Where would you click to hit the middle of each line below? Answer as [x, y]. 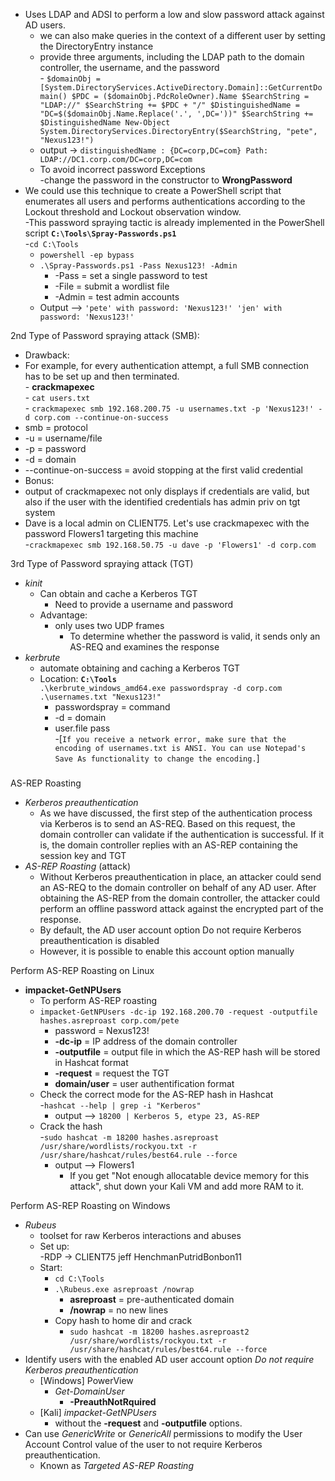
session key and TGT [83, 855]
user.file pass [82, 728]
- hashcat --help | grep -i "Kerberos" [120, 1105]
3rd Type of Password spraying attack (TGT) [102, 563]
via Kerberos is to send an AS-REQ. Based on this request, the [167, 823]
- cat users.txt [57, 397]
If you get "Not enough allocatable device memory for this [189, 1175]
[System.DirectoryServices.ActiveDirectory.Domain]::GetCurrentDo [181, 88]
